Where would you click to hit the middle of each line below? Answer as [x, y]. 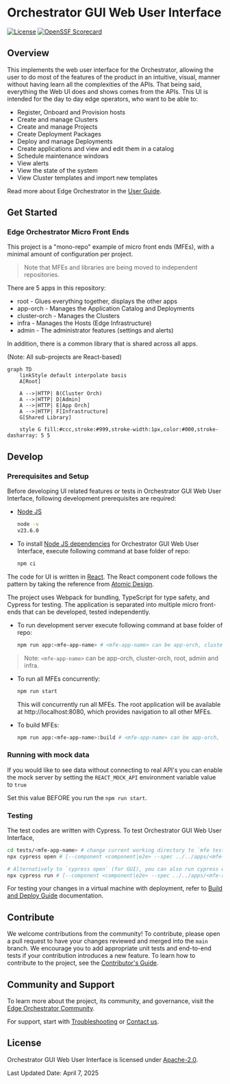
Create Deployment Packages [59, 134]
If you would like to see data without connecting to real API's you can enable [115, 770]
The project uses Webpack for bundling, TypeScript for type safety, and [108, 597]
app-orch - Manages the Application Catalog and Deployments [106, 309]
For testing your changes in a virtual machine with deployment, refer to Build [115, 889]
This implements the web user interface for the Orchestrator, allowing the [111, 69]
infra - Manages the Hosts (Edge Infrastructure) [84, 323]
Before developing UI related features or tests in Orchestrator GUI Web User [114, 491]
